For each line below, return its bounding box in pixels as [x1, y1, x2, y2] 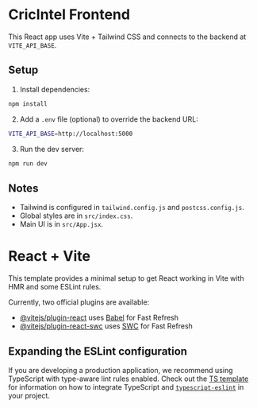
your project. [8, 391, 50, 400]
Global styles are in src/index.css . [19, 211, 133, 220]
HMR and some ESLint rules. [8, 282, 102, 292]
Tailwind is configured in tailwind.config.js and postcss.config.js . [19, 203, 244, 212]
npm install [8, 99, 48, 108]
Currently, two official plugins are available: [8, 297, 150, 307]
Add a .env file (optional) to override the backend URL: [19, 114, 198, 124]
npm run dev [8, 159, 48, 168]
